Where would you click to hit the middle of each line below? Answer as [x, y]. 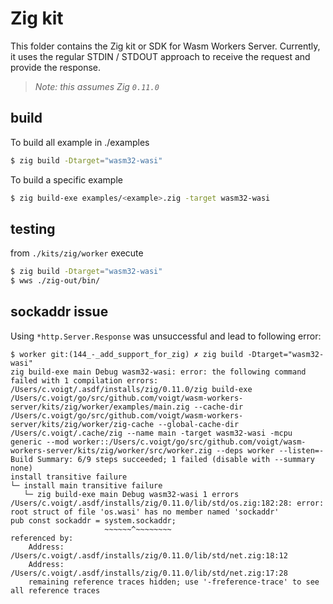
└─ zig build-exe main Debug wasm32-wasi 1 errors [131, 494]
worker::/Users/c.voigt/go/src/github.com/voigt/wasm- [190, 442]
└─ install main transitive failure [86, 485]
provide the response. [56, 67]
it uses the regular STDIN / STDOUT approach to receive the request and [160, 56]
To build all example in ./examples [80, 142]
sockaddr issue [59, 312]
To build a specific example [66, 179]
